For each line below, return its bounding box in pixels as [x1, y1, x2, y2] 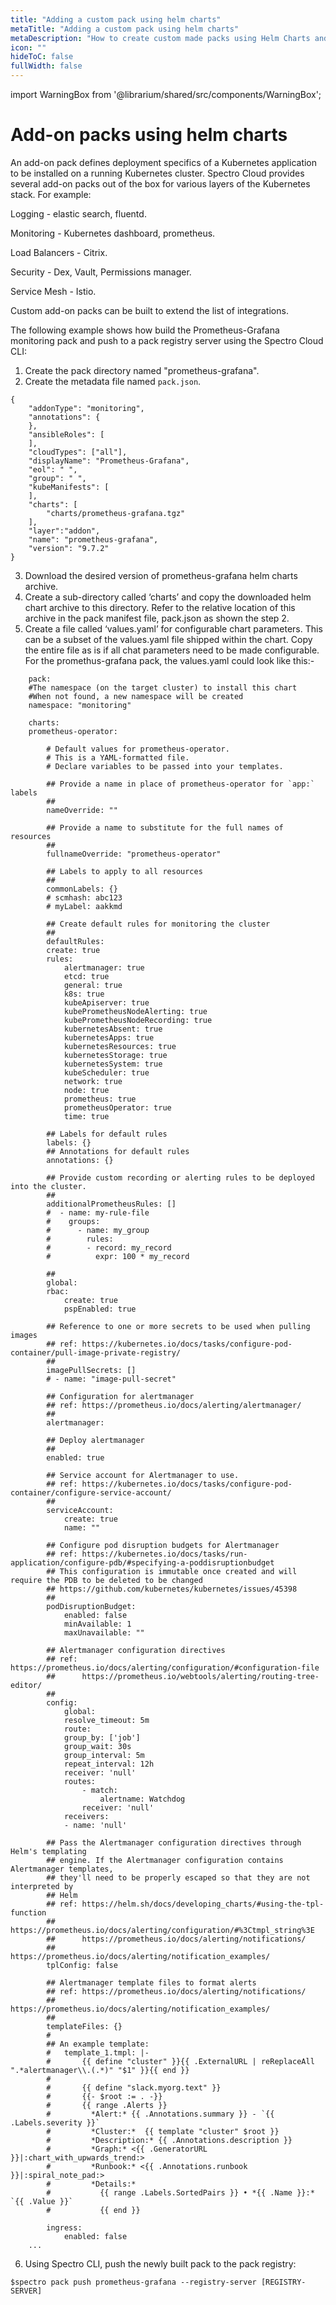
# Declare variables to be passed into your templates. [46, 761, 284, 771]
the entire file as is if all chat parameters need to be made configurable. [24, 644, 320, 656]
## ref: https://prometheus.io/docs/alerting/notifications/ [46, 1986, 307, 1996]
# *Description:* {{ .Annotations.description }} [46, 2135, 293, 2145]
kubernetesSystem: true [63, 1059, 163, 1069]
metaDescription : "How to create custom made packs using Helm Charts [10, 33, 311, 43]
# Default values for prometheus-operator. [46, 744, 230, 754]
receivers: [63, 1811, 110, 1821]
